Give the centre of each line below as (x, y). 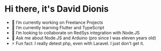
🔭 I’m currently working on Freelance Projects (57, 22)
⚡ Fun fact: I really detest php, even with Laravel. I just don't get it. (78, 43)
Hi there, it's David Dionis (57, 9)
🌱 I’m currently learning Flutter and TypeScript (58, 27)
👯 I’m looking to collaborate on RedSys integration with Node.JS (75, 33)
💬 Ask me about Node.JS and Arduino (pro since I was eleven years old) (84, 38)
